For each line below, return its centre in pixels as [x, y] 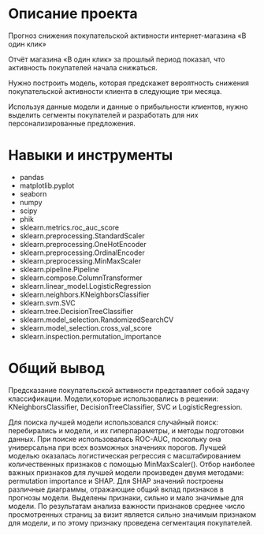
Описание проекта [73, 14]
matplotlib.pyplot [47, 185]
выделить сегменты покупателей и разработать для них [103, 114]
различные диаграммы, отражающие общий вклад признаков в [116, 489]
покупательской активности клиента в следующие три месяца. [115, 91]
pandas [32, 177]
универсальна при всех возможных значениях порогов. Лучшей [117, 447]
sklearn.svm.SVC [48, 303]
